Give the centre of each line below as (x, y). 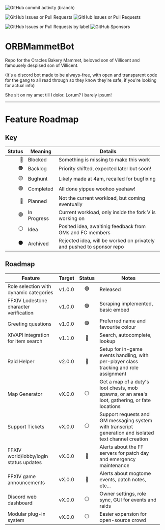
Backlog (37, 169)
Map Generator (25, 394)
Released (110, 289)
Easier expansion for (123, 514)
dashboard (20, 503)
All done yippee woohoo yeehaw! (97, 189)
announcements (26, 482)
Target (67, 278)
